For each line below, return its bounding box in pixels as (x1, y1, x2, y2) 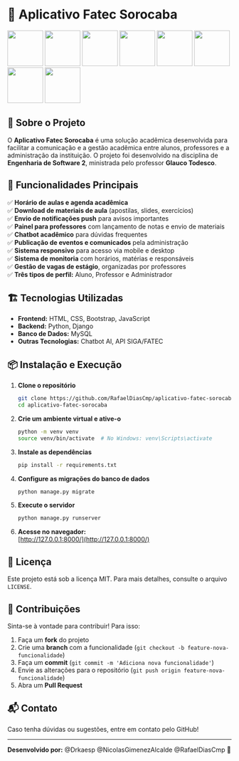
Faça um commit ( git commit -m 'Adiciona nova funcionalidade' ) (17, 658, 215, 666)
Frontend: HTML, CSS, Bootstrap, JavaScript (17, 315, 151, 323)
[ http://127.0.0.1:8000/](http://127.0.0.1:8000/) (17, 535, 150, 544)
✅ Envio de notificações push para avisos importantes (7, 214, 169, 223)
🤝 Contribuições (7, 603, 80, 615)
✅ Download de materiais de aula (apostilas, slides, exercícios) (7, 206, 194, 214)
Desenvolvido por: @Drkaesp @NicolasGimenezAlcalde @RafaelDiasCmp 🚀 (7, 745, 231, 754)
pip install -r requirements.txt (17, 461, 117, 468)
